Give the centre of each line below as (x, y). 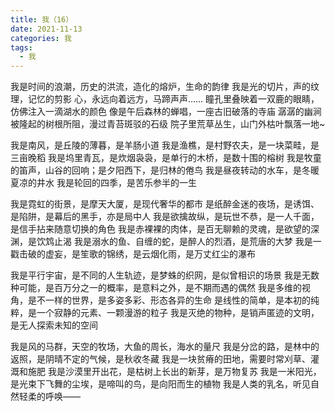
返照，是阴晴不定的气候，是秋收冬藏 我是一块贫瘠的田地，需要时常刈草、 (160, 359)
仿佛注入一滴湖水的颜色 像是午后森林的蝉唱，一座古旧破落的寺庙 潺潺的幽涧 (166, 112)
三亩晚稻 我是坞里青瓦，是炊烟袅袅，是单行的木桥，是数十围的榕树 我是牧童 (166, 158)
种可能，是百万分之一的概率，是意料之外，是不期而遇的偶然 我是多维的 (156, 288)
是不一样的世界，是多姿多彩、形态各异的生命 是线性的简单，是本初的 (169, 300)
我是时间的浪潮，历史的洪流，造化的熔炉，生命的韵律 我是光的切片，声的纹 (165, 87)
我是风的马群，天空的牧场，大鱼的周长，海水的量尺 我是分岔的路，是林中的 (165, 347)
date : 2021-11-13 (46, 29)
